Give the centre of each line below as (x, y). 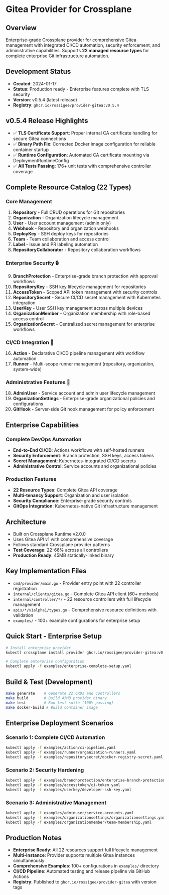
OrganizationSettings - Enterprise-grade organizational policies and (84, 399)
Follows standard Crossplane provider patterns (61, 545)
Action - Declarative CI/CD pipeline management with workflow (79, 353)
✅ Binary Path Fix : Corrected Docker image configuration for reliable (84, 144)
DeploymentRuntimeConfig (41, 160)
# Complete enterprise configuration (45, 662)
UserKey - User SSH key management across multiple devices (78, 308)
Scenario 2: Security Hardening (45, 770)
